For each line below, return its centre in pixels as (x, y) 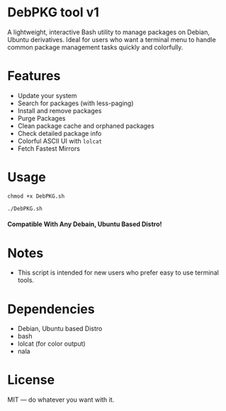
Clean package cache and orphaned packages (86, 126)
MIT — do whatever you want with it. (61, 400)
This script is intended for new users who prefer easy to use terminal (118, 273)
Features (34, 76)
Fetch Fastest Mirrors (49, 148)
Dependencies (51, 309)
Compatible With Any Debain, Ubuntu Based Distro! (85, 224)
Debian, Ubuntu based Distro (60, 329)
